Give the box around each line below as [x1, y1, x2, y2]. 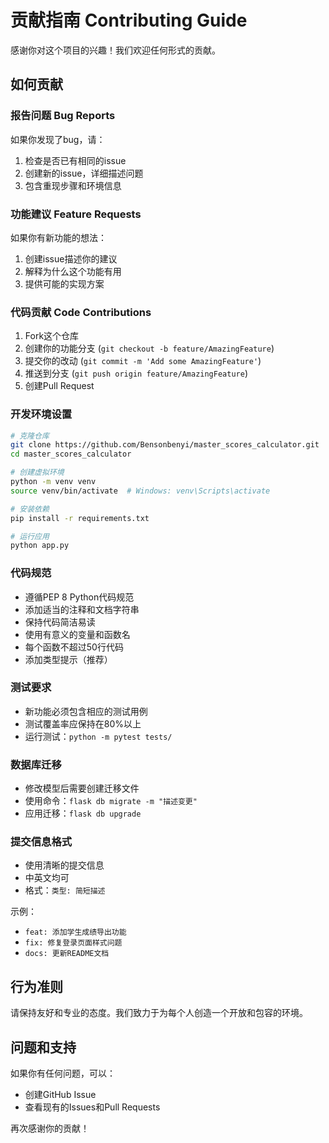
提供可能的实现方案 [24, 277, 105, 290]
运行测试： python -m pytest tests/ [24, 730, 173, 742]
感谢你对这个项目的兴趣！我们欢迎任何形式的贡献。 [10, 44, 221, 56]
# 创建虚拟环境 [10, 467, 65, 478]
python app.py [10, 541, 70, 551]
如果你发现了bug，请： [10, 133, 106, 145]
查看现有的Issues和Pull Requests [24, 1101, 161, 1113]
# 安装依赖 [10, 504, 50, 514]
